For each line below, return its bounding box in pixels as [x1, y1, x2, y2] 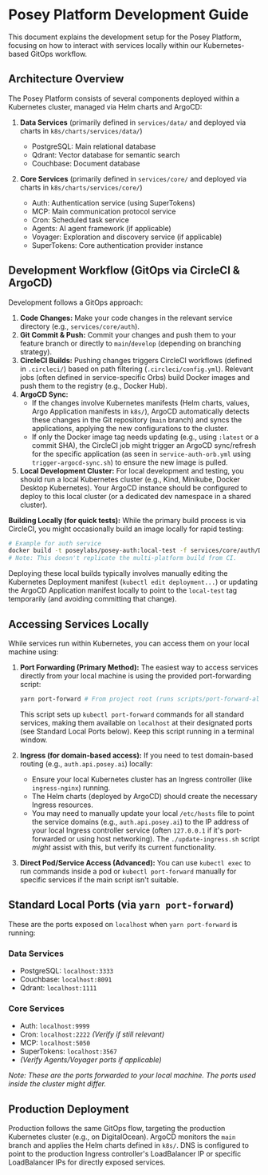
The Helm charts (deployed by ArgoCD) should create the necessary [31, 791, 258, 801]
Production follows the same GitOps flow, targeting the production [8, 1124, 226, 1133]
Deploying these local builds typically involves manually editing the [8, 569, 228, 578]
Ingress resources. [31, 800, 94, 809]
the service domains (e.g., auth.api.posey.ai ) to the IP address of [31, 817, 250, 826]
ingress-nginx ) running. [31, 782, 111, 793]
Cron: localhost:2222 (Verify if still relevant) [19, 1029, 165, 1039]
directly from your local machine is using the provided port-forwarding [19, 671, 252, 681]
